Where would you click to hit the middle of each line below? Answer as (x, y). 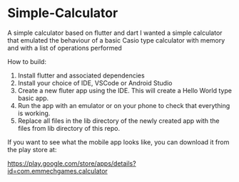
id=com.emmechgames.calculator (58, 171)
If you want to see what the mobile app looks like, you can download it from (118, 142)
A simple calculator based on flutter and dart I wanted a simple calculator (115, 33)
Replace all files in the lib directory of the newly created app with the (118, 121)
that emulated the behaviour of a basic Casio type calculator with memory (116, 40)
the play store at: (32, 149)
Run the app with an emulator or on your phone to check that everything (124, 105)
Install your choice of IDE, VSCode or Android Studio (95, 82)
